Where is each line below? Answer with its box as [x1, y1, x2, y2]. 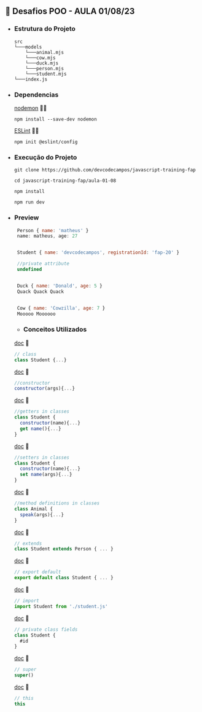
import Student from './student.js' [14, 603, 108, 609]
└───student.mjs [25, 71, 67, 77]
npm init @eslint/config [14, 139, 78, 145]
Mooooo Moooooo [17, 311, 56, 317]
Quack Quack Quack [17, 288, 64, 295]
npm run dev [14, 199, 45, 206]
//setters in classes [14, 454, 69, 461]
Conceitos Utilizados [23, 325, 87, 334]
